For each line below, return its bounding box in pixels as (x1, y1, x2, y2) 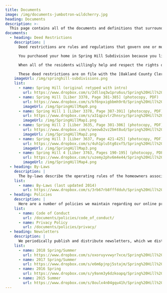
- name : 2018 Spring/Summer (18, 248, 77, 253)
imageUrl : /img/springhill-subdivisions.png (14, 76, 108, 81)
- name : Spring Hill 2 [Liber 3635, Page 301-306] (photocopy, (18, 123, 153, 128)
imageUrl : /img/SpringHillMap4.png (23, 160, 97, 165)
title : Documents (5, 7, 41, 12)
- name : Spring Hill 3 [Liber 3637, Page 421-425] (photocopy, (18, 136, 153, 141)
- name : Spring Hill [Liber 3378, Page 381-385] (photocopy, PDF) (18, 94, 159, 100)
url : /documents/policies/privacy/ (23, 225, 97, 230)
